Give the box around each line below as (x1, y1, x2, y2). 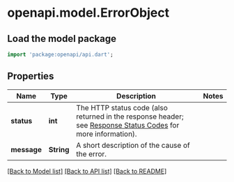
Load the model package (7, 33, 117, 45)
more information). (76, 129, 137, 139)
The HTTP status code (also (76, 103, 169, 112)
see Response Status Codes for (76, 120, 180, 130)
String (48, 144, 70, 154)
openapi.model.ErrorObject (7, 5, 169, 21)
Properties (7, 70, 54, 82)
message (10, 144, 42, 154)
